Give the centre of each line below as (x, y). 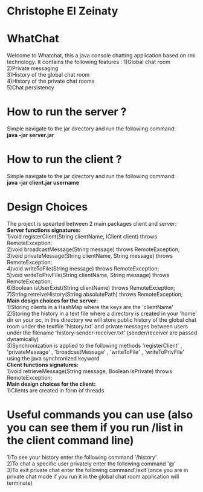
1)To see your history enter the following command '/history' (82, 457)
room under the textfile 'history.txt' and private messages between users (98, 326)
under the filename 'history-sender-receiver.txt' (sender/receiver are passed (102, 333)
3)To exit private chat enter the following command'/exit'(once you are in (98, 470)
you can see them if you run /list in (95, 428)
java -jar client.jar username (43, 183)
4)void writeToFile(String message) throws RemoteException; (83, 268)
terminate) (20, 483)
